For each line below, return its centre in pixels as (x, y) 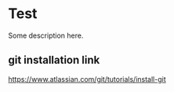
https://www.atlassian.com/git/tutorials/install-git (87, 79)
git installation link (54, 60)
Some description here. (46, 35)
